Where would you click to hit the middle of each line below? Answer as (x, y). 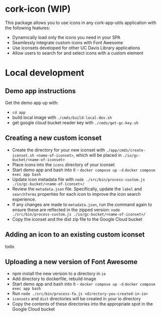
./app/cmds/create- (126, 150)
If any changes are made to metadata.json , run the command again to (82, 204)
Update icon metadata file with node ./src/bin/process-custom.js (79, 179)
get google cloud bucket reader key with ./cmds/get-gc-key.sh (75, 122)
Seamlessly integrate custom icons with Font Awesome (68, 42)
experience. (24, 199)
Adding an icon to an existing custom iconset (75, 235)
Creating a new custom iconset (53, 138)
